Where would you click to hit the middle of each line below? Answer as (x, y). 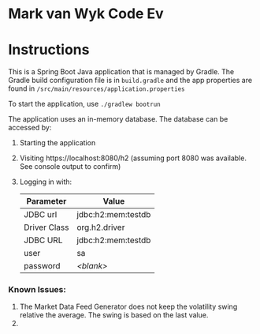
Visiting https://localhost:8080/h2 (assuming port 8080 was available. (133, 158)
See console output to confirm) (70, 167)
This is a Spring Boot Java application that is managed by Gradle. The (121, 72)
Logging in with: (46, 182)
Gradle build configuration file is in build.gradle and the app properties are (130, 81)
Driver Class (46, 227)
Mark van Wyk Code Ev (86, 14)
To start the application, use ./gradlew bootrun (85, 104)
